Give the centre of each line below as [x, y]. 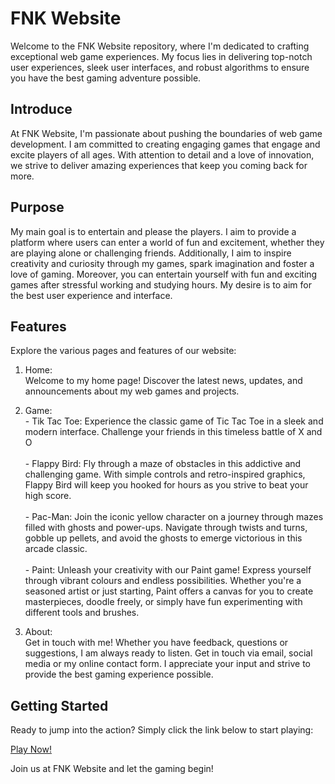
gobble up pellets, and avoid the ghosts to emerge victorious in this [163, 538]
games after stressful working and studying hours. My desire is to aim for [161, 284]
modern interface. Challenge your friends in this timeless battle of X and [173, 432]
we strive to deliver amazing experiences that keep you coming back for [159, 165]
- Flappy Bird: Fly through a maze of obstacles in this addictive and [163, 464]
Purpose [37, 207]
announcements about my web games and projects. [132, 391]
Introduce [41, 109]
